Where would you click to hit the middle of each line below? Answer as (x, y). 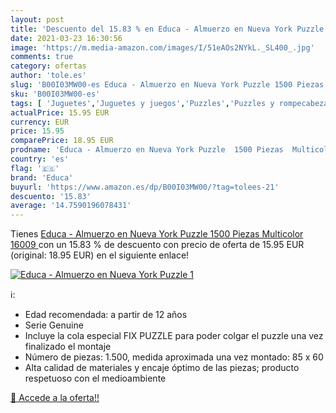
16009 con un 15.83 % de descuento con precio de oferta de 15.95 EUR (157, 245)
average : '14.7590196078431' (71, 206)
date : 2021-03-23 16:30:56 (66, 38)
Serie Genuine (54, 325)
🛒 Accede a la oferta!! (55, 398)
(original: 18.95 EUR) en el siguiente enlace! (100, 255)
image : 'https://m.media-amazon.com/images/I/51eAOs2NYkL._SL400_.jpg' (162, 47)
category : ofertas (48, 66)
